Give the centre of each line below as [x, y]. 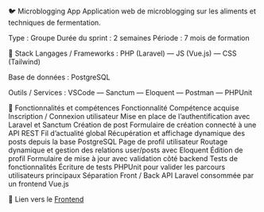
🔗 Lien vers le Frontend [46, 199]
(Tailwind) [25, 62]
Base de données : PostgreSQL [59, 77]
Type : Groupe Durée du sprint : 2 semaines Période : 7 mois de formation [129, 38]
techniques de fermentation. [54, 23]
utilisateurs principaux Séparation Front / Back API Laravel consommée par [131, 175]
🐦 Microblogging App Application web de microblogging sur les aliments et [132, 11]
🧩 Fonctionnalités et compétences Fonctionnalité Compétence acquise [124, 108]
